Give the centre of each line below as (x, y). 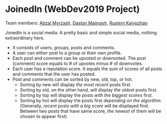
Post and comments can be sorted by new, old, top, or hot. (73, 79)
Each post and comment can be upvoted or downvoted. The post (79, 58)
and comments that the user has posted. (54, 74)
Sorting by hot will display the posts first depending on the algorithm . (91, 100)
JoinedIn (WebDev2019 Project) (73, 9)
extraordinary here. (25, 38)
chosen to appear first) (43, 116)
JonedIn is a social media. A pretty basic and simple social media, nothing (81, 32)
